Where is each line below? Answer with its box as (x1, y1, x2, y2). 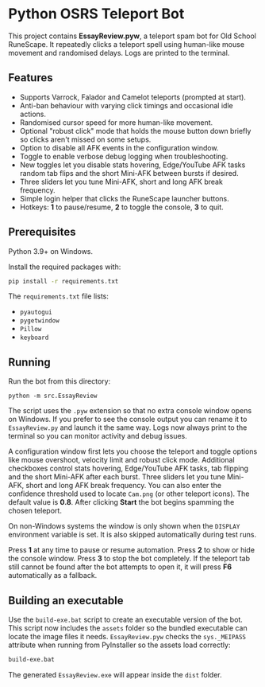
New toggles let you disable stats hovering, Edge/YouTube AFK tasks (19, 160, 246, 170)
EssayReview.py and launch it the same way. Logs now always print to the (8, 423, 248, 432)
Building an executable (8, 594, 125, 607)
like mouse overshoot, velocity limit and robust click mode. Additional (8, 455, 236, 465)
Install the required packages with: (8, 262, 121, 271)
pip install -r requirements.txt (8, 277, 119, 285)
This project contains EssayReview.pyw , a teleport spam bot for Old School (8, 31, 256, 41)
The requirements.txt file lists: (8, 291, 109, 301)
